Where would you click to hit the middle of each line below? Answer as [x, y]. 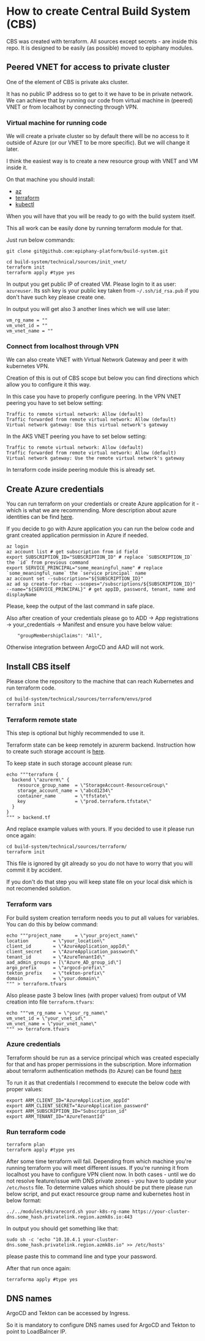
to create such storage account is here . [56, 751]
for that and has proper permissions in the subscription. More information [99, 1064]
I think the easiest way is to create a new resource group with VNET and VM [102, 161]
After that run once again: [39, 1269]
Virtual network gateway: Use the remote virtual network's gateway [95, 458]
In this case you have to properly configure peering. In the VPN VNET [94, 396]
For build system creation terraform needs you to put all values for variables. [103, 918]
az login [17, 547]
